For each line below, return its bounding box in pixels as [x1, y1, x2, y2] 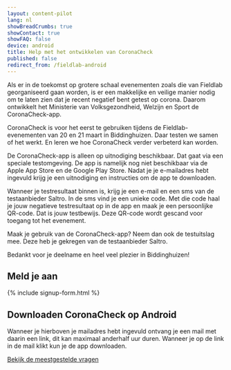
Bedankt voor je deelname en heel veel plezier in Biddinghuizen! [7, 250, 190, 259]
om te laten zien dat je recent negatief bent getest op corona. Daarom [7, 95, 206, 104]
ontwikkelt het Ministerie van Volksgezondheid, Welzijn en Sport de [7, 102, 199, 111]
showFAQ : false [7, 36, 51, 43]
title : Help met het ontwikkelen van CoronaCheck [7, 49, 154, 56]
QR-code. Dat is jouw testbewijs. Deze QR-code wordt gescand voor [7, 209, 203, 217]
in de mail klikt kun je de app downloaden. [7, 342, 127, 350]
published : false [7, 55, 57, 62]
